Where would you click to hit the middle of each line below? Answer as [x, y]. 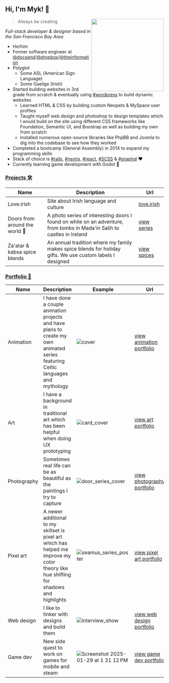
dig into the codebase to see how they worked [68, 143]
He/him [20, 46]
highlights [55, 600]
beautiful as [57, 478]
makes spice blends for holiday [84, 249]
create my [55, 336]
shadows [54, 587]
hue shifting [57, 575]
